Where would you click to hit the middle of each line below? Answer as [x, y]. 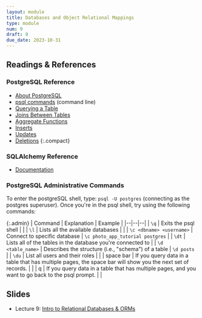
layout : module [25, 12]
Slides [18, 294]
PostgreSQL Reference [41, 82]
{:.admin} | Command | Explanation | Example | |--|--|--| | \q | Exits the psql [101, 223]
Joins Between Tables [43, 115]
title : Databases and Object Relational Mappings [70, 18]
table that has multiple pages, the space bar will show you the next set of [98, 262]
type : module [23, 23]
